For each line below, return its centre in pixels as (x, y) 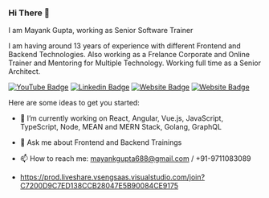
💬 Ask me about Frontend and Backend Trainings (101, 142)
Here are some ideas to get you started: (74, 103)
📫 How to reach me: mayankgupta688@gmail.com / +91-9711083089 (135, 159)
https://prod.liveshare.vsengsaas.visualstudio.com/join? (112, 177)
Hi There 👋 (29, 13)
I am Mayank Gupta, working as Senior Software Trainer (101, 31)
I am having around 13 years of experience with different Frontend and (124, 46)
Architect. (24, 72)
